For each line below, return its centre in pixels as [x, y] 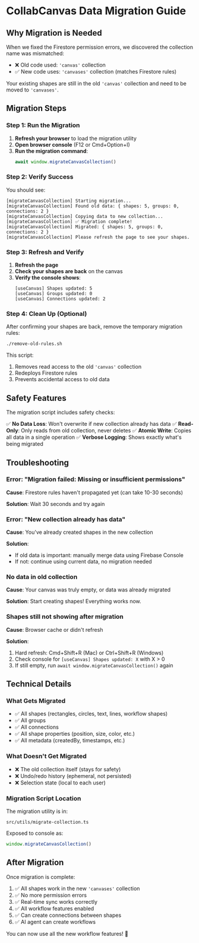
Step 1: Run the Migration [43, 125]
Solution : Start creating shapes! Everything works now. [74, 602]
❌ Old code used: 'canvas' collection [60, 65]
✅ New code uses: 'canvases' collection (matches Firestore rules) [96, 72]
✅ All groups [30, 720]
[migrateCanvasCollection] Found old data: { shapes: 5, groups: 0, [93, 206]
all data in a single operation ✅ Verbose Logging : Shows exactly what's [94, 437]
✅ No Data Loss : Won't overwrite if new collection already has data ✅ [91, 424]
